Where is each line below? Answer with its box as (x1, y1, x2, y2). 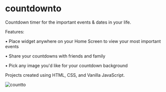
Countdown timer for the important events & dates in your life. (5, 19, 131, 25)
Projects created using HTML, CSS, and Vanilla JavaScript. (5, 72, 125, 78)
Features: (5, 29, 25, 34)
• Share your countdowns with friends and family (5, 53, 106, 59)
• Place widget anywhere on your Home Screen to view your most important (5, 38, 161, 44)
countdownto (5, 3, 62, 14)
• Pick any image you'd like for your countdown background (5, 62, 128, 68)
